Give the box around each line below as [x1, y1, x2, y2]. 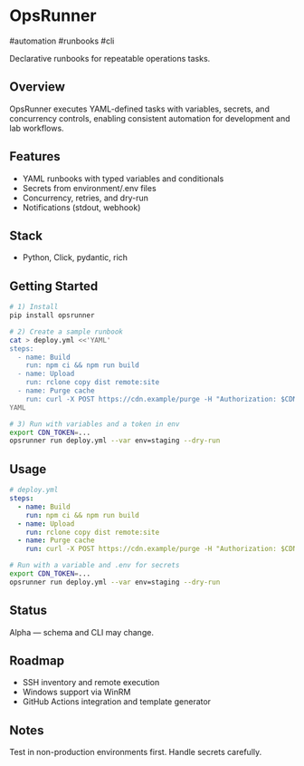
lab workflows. [9, 122, 65, 133]
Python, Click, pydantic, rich [22, 252, 128, 263]
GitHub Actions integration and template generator [22, 696, 211, 707]
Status [9, 603, 48, 618]
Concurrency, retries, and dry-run [22, 192, 149, 203]
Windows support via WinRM [22, 686, 131, 698]
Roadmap [9, 653, 65, 668]
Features [9, 149, 61, 164]
